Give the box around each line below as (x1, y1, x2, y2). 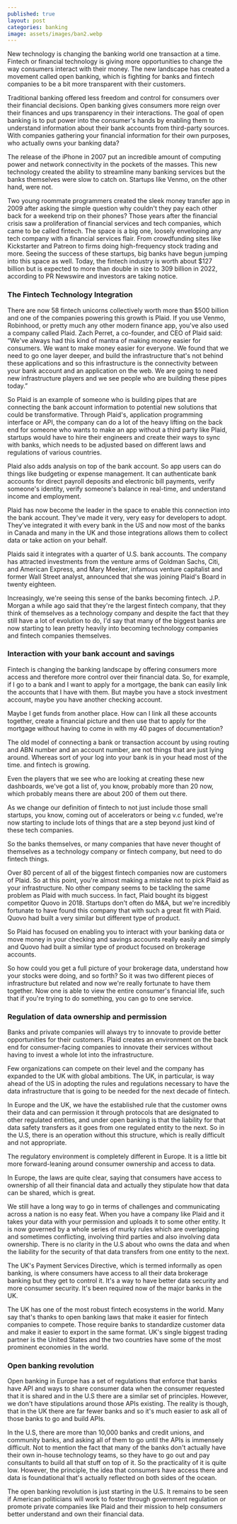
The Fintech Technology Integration (7, 290, 133, 300)
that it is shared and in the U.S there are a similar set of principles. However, (7, 1392, 229, 1400)
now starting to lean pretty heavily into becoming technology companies (7, 624, 219, 632)
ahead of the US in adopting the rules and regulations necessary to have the (7, 1079, 230, 1088)
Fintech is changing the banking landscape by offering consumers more (7, 665, 217, 673)
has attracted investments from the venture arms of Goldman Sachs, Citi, (7, 557, 220, 565)
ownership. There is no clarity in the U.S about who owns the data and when (7, 1240, 230, 1248)
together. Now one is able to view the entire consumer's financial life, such (7, 986, 225, 995)
